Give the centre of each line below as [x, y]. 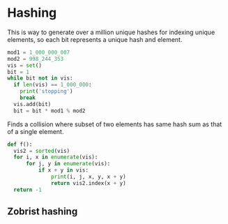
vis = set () [24, 65]
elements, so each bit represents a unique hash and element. [95, 39]
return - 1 [28, 190]
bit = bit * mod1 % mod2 [50, 111]
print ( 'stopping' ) [46, 91]
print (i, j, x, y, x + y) [89, 177]
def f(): [20, 144]
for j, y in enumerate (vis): [68, 164]
